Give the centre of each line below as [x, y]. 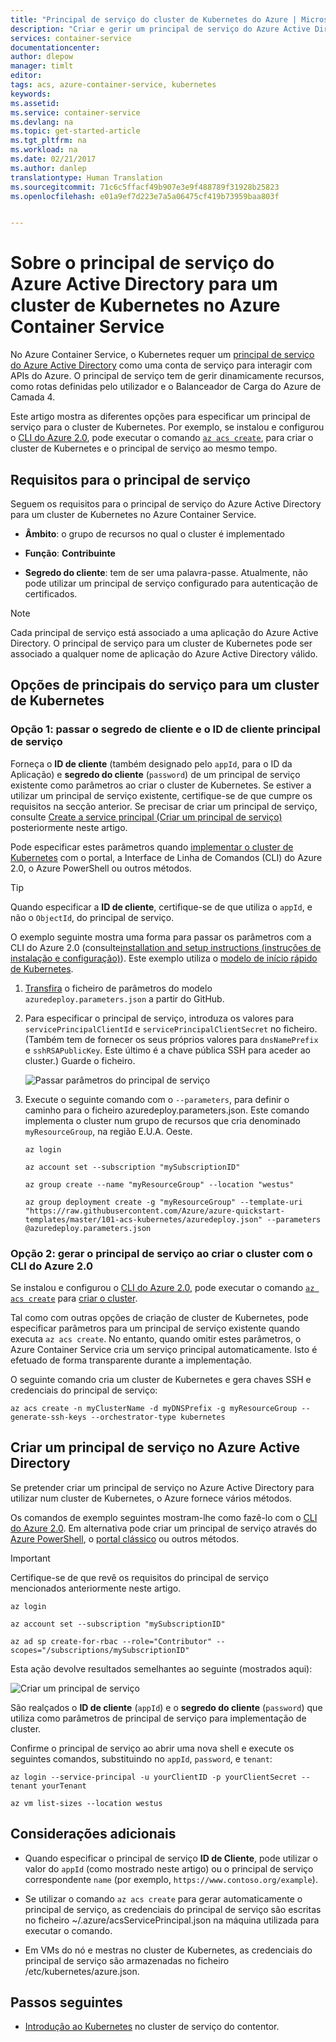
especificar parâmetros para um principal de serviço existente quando [155, 1328]
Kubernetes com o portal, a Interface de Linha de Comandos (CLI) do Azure [166, 857]
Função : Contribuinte [70, 553]
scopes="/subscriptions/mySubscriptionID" [100, 1650]
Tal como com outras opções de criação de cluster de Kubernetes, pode [159, 1317]
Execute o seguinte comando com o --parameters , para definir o [157, 1099]
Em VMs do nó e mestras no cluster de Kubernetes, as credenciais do [168, 1950]
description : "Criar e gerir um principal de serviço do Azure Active [160, 29]
